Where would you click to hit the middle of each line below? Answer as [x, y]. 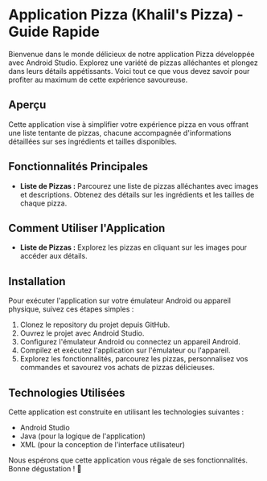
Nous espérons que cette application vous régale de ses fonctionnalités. [128, 460]
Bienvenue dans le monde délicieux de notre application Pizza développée [131, 54]
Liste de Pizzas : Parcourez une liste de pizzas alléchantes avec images [139, 185]
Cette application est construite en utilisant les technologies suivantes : [126, 412]
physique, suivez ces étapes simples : [71, 309]
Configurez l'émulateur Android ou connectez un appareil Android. [130, 342]
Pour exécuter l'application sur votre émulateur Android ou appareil [120, 301]
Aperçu [27, 105]
